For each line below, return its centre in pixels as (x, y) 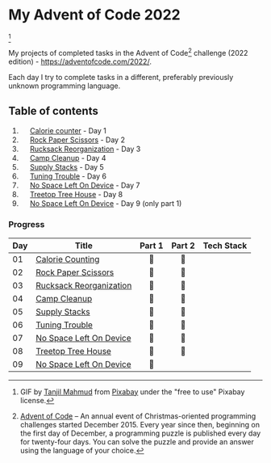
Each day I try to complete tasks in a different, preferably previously (121, 77)
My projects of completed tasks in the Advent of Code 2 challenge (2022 (128, 52)
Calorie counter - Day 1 (68, 131)
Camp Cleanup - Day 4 (68, 158)
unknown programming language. (65, 86)
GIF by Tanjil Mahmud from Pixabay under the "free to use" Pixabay (132, 391)
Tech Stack (225, 246)
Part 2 (183, 246)
